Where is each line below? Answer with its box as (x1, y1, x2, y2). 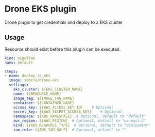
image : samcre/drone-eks (9, 78, 59, 83)
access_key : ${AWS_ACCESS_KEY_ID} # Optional (13, 105, 114, 110)
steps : (4, 69, 18, 74)
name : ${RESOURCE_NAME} (13, 91, 62, 96)
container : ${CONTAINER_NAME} (13, 100, 75, 105)
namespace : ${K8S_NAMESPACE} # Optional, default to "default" (13, 114, 146, 119)
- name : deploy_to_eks (4, 74, 51, 78)
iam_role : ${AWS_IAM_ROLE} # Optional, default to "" (13, 127, 127, 132)
